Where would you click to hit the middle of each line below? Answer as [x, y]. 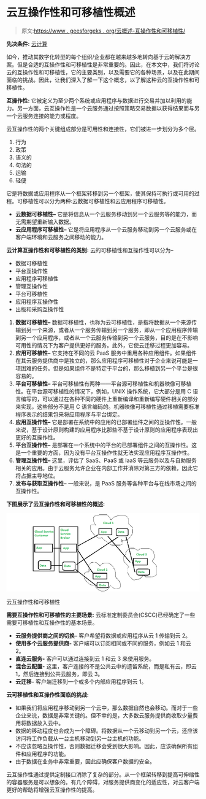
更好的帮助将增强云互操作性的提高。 [52, 790]
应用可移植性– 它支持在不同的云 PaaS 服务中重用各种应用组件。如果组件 [106, 353]
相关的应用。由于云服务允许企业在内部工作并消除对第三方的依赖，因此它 [106, 468]
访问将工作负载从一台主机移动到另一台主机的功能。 [80, 739]
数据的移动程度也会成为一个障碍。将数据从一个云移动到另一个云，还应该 [106, 731]
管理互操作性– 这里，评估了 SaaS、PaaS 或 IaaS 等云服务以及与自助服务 [106, 460]
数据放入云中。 [45, 723]
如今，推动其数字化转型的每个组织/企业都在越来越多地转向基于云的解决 [96, 56]
